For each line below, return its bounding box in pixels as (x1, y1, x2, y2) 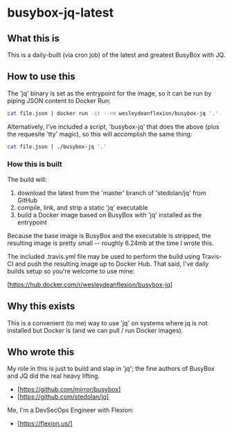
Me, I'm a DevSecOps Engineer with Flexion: (7, 406, 134, 415)
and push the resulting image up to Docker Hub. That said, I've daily (15, 260, 209, 268)
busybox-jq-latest (7, 5, 114, 21)
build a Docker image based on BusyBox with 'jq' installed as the (17, 210, 202, 219)
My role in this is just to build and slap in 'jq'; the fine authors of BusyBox (7, 365, 215, 373)
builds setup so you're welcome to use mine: (7, 266, 135, 275)
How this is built (7, 159, 62, 169)
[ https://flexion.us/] (17, 419, 73, 428)
